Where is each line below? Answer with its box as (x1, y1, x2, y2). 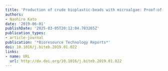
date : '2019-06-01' (5, 21, 46, 26)
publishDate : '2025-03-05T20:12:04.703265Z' (5, 26, 99, 31)
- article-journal (5, 35, 43, 40)
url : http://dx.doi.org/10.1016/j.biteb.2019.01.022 (9, 58, 122, 63)
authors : (5, 12, 23, 17)
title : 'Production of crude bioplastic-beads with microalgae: (5, 7, 142, 12)
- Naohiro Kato (5, 16, 37, 21)
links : (5, 49, 19, 54)
